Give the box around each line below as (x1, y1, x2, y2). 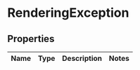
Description (62, 54, 102, 63)
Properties (7, 33, 55, 45)
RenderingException (7, 5, 129, 21)
